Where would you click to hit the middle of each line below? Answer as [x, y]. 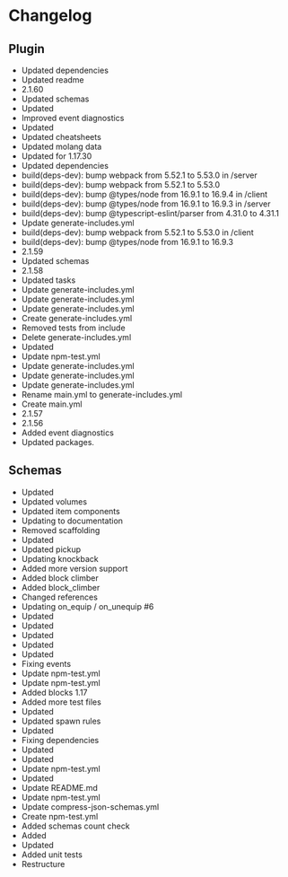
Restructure [43, 864]
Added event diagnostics [67, 433]
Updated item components [70, 511]
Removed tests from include [74, 328]
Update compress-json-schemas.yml [90, 807]
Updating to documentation [72, 521]
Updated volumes [54, 501]
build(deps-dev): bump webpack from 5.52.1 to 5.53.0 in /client [138, 232]
